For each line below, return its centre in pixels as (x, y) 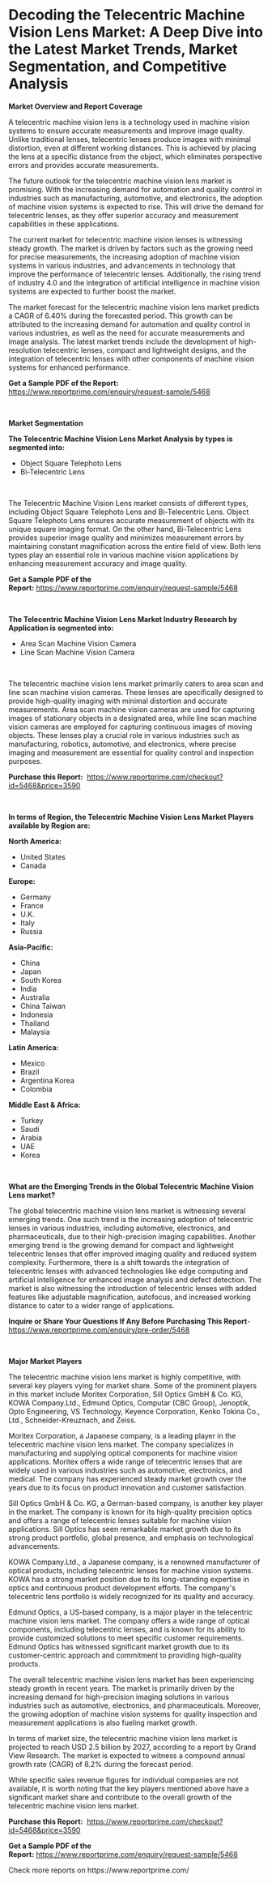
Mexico (32, 1063)
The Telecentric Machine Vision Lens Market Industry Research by (123, 619)
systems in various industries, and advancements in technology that (122, 265)
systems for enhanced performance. (70, 367)
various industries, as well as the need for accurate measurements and (127, 332)
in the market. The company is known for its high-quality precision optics (130, 1512)
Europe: (22, 881)
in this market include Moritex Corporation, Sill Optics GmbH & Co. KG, (126, 1394)
